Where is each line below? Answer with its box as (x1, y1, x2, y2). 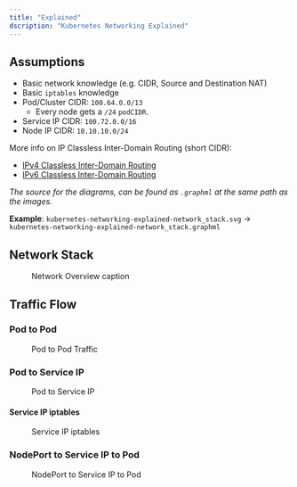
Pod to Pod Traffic (31, 343, 98, 354)
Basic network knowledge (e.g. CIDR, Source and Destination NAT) (21, 78, 268, 89)
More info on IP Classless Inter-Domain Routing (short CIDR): (9, 143, 233, 153)
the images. (9, 196, 53, 207)
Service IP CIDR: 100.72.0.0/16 (21, 116, 137, 127)
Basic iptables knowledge (21, 87, 120, 98)
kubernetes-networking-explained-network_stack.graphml (9, 223, 221, 232)
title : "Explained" (9, 12, 82, 22)
